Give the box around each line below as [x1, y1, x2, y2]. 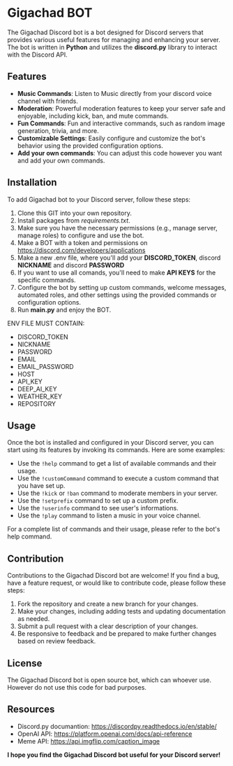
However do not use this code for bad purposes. [7, 683, 146, 691]
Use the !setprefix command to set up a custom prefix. [17, 496, 179, 505]
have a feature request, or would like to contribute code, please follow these [7, 579, 227, 587]
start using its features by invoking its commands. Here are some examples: [7, 446, 225, 454]
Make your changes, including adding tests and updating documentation [17, 607, 226, 615]
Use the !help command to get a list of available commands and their [17, 459, 217, 468]
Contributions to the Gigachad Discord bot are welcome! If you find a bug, [7, 571, 220, 580]
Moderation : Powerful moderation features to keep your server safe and [17, 104, 225, 113]
